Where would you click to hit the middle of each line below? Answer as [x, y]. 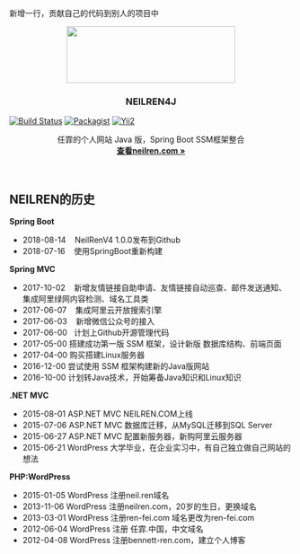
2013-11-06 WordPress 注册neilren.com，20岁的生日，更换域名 [139, 506]
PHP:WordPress [40, 477]
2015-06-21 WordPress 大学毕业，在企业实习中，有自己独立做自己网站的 [157, 448]
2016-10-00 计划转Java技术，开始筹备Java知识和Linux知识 [132, 378]
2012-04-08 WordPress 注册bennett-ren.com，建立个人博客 [134, 541]
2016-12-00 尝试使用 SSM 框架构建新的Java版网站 [116, 366]
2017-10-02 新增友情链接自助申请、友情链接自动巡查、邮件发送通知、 [154, 288]
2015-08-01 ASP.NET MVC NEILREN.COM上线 [107, 414]
